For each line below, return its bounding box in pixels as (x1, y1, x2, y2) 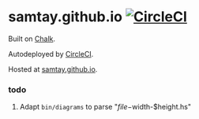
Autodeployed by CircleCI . (8, 49, 94, 58)
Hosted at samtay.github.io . (8, 64, 98, 74)
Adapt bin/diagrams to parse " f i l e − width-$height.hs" (19, 102, 192, 112)
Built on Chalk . (8, 34, 56, 43)
